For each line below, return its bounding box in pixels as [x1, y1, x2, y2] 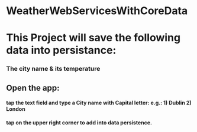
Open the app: [6, 82, 60, 93]
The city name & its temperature [6, 65, 101, 73]
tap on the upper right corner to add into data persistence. [6, 119, 153, 126]
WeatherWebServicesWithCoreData [6, 4, 188, 18]
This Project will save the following [6, 31, 181, 45]
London [6, 105, 25, 113]
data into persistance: [6, 44, 117, 57]
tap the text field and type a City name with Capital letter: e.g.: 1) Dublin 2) [6, 99, 192, 107]
